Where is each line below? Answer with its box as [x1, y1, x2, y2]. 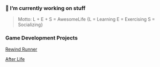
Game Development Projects [5, 34, 78, 41]
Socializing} [17, 21, 43, 28]
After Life [5, 56, 25, 62]
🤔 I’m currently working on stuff [5, 5, 86, 12]
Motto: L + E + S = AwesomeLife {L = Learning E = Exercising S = [17, 16, 155, 23]
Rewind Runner [5, 46, 37, 52]
